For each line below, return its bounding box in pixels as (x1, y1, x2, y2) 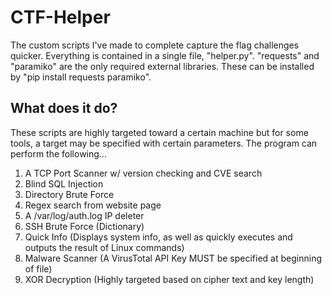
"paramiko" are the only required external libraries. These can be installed (10, 60, 315, 72)
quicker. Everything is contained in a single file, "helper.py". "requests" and (10, 49, 320, 61)
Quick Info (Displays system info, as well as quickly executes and (24, 231, 293, 243)
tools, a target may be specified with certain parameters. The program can (10, 137, 318, 149)
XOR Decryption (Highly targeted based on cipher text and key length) (24, 273, 315, 285)
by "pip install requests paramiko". (10, 71, 152, 83)
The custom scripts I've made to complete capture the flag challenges (10, 39, 300, 51)
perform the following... (10, 147, 107, 160)
